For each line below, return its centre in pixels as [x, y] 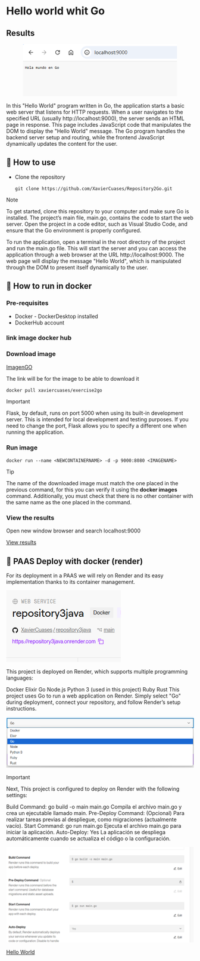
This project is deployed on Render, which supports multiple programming [97, 672]
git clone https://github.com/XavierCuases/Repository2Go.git [93, 189]
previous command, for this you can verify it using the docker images [92, 490]
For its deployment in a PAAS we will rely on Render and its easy [85, 576]
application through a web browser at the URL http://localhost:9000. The [95, 255]
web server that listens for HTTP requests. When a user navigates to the [95, 112]
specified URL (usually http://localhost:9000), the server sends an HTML [95, 118]
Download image [31, 354]
